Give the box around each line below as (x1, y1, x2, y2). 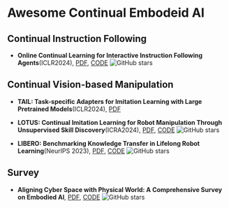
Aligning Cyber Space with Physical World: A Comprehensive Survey (17, 185, 223, 193)
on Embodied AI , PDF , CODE (17, 193, 101, 201)
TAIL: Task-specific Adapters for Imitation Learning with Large (17, 97, 202, 105)
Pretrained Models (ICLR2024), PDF (17, 105, 121, 113)
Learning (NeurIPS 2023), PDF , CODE (17, 147, 126, 155)
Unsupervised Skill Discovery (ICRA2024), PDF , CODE (17, 126, 175, 134)
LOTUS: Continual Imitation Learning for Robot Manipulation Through (17, 118, 223, 126)
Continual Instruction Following (7, 33, 147, 45)
